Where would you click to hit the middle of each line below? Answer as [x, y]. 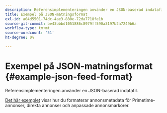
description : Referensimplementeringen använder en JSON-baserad [74, 10]
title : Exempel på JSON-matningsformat [46, 14]
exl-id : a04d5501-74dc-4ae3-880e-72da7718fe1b [54, 19]
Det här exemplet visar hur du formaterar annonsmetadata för [68, 100]
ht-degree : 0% [20, 38]
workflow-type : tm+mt [28, 28]
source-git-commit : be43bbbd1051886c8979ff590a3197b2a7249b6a [71, 24]
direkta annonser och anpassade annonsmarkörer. [78, 105]
